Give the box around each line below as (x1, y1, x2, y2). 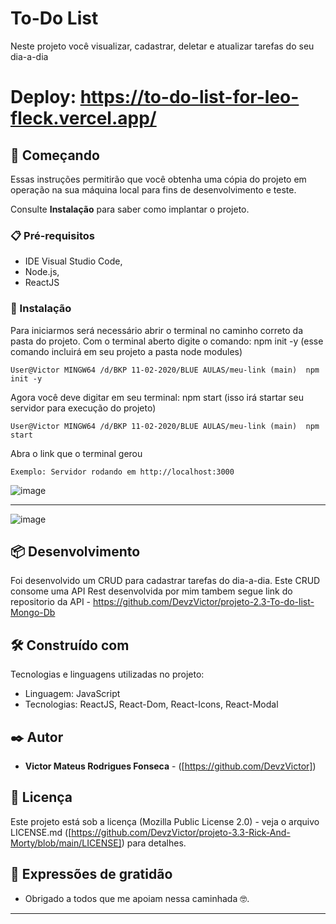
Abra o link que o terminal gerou (10, 447, 143, 459)
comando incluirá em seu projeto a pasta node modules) (10, 345, 243, 357)
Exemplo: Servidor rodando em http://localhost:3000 (10, 467, 235, 477)
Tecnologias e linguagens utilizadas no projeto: (10, 668, 205, 681)
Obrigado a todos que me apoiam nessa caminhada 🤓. (24, 892, 250, 904)
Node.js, (24, 266, 60, 278)
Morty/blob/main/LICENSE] (10, 837, 122, 849)
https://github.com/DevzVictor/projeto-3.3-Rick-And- (71, 826, 291, 838)
